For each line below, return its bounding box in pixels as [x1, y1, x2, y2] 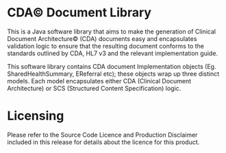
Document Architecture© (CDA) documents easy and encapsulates [7, 34, 197, 42]
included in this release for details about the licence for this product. [7, 138, 200, 146]
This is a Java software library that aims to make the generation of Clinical [7, 27, 216, 36]
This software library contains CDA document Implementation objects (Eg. [7, 62, 216, 70]
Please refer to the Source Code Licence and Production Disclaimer [7, 130, 198, 139]
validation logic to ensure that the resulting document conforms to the [7, 42, 204, 50]
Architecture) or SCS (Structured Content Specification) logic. [7, 84, 181, 92]
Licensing [7, 108, 64, 124]
